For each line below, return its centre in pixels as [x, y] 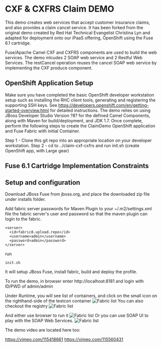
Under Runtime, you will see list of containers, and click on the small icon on [81, 296]
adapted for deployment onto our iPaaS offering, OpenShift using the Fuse [79, 38]
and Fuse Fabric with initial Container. [42, 131]
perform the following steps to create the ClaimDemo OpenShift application [80, 126]
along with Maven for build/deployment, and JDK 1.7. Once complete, [74, 120]
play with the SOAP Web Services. [39, 320]
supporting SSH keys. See [31, 105]
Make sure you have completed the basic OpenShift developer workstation [80, 95]
